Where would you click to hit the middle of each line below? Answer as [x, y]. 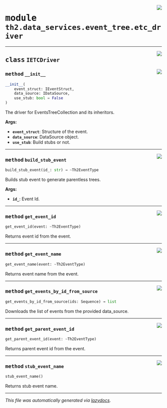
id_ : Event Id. [26, 199]
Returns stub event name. [32, 386]
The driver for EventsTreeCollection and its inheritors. [60, 112]
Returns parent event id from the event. [45, 348]
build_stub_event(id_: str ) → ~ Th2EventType [52, 170]
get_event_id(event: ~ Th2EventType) [43, 227]
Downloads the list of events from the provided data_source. [67, 311]
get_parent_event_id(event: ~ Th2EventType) [51, 339]
